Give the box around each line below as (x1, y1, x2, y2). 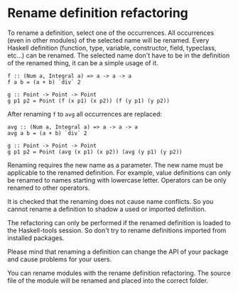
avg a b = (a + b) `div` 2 (7, 129, 87, 136)
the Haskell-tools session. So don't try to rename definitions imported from (7, 226, 227, 234)
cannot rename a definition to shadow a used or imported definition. (7, 205, 207, 213)
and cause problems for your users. (7, 254, 112, 264)
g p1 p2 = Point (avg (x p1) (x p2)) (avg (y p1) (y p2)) (7, 148, 183, 156)
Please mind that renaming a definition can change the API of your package (7, 247, 229, 256)
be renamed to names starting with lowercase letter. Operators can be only (7, 175, 227, 184)
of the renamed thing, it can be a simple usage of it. (7, 58, 158, 67)
